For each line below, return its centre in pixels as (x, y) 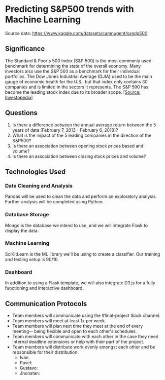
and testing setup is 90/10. (32, 259)
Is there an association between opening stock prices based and (78, 146)
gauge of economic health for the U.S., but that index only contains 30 (76, 81)
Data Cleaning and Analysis (39, 186)
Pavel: (26, 362)
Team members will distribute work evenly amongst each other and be (84, 347)
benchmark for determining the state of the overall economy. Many (73, 66)
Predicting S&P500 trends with (70, 9)
